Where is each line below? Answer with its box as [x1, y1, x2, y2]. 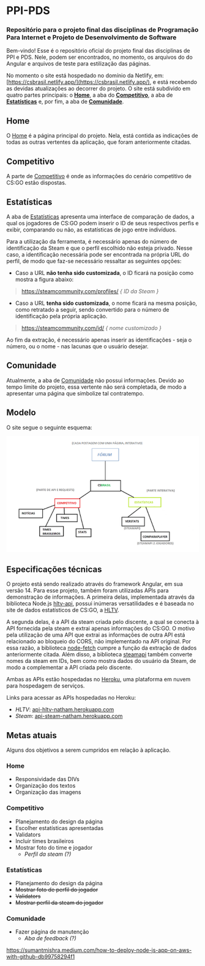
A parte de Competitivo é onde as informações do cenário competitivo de [6, 173, 192, 180]
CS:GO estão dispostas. [6, 179, 67, 187]
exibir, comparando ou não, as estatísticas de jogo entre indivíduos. [6, 226, 177, 233]
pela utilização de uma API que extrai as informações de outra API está [6, 631, 185, 638]
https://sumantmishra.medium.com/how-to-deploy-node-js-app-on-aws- [6, 946, 192, 954]
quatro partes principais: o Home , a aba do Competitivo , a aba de [6, 91, 173, 99]
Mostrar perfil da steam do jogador [15, 899, 104, 906]
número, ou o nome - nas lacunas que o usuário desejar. [6, 342, 149, 350]
